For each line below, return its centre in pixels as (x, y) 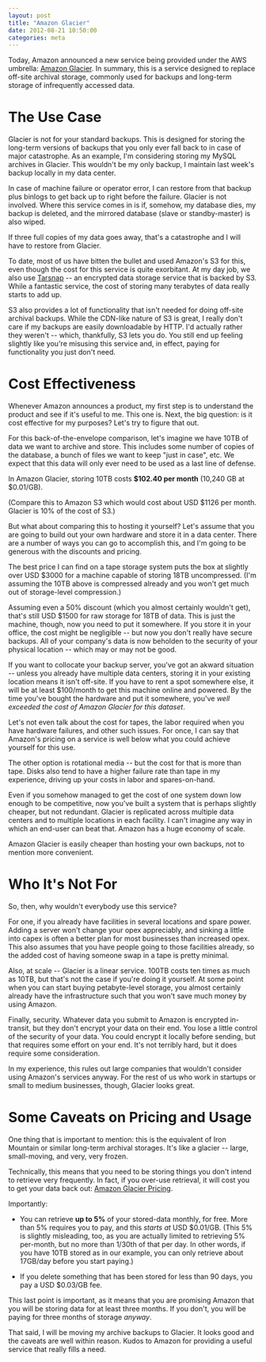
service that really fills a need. (57, 1349)
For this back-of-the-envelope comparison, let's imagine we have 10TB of (129, 438)
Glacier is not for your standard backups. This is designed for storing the (127, 139)
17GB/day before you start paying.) (76, 1261)
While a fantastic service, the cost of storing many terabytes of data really (129, 287)
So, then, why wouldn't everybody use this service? (93, 907)
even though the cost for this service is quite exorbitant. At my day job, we (129, 269)
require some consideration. (54, 1053)
